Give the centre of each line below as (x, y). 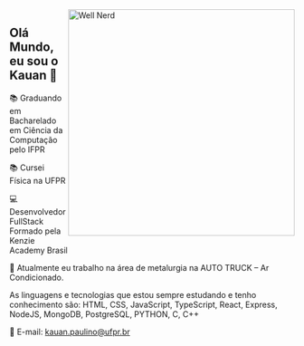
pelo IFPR (27, 149)
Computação (33, 139)
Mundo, (32, 48)
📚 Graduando (36, 98)
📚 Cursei (27, 168)
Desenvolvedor (38, 211)
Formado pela (35, 231)
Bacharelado (33, 120)
